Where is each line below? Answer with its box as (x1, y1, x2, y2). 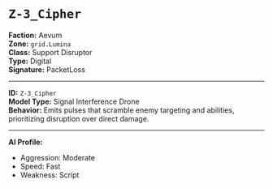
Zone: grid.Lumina (8, 39, 71, 49)
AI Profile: (8, 137, 43, 147)
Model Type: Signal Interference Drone (8, 96, 140, 106)
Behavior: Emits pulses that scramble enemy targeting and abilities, (8, 105, 235, 115)
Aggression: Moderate (19, 152, 96, 162)
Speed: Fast (19, 161, 61, 171)
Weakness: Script (19, 169, 80, 180)
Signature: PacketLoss (8, 64, 85, 75)
